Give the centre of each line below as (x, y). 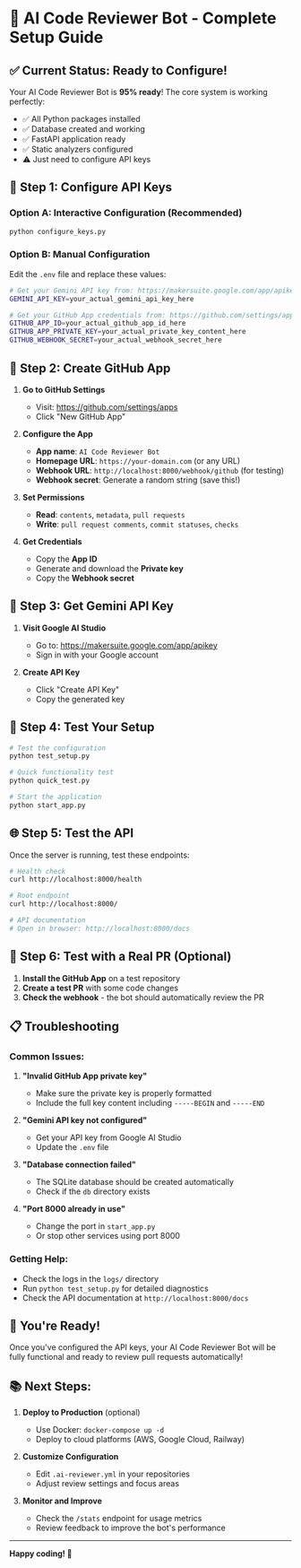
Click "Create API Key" (77, 689)
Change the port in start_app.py (95, 1226)
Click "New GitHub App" (81, 416)
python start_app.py (48, 805)
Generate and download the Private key (109, 568)
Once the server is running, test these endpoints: (99, 855)
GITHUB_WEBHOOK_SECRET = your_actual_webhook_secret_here (116, 340)
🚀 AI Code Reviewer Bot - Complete (143, 18)
